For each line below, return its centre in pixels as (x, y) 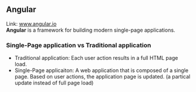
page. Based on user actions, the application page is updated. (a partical (102, 77)
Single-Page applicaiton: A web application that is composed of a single (102, 70)
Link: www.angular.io (31, 23)
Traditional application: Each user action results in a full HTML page (96, 58)
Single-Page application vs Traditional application (79, 45)
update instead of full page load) (54, 83)
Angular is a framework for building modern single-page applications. (91, 30)
